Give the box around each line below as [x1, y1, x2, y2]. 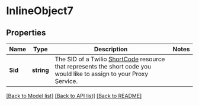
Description [94, 45, 128, 53]
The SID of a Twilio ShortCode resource [54, 55, 165, 63]
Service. [54, 77, 78, 85]
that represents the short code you [54, 63, 152, 70]
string [31, 66, 49, 74]
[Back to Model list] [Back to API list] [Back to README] [6, 93, 142, 99]
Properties [6, 28, 46, 38]
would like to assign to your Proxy [54, 70, 149, 78]
